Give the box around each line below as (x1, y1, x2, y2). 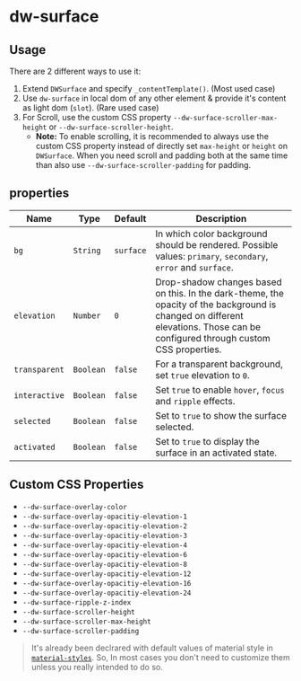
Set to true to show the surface (155, 409, 287, 421)
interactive (13, 390, 65, 401)
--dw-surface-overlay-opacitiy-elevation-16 (21, 579, 192, 588)
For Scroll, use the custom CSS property (21, 112, 172, 122)
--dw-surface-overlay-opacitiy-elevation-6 (21, 550, 188, 559)
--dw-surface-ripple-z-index (21, 597, 132, 607)
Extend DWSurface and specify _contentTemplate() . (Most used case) (21, 84, 276, 93)
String (73, 245, 101, 255)
